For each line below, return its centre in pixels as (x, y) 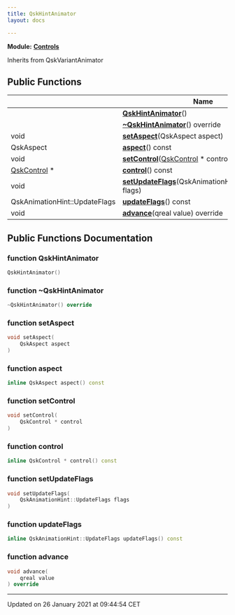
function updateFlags (44, 525)
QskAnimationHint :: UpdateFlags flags (75, 500)
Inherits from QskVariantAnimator (55, 60)
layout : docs (26, 20)
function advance (38, 557)
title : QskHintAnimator (42, 14)
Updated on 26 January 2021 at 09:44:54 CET (74, 604)
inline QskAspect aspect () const (56, 383)
